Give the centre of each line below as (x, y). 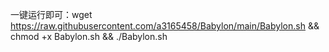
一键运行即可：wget (51, 14)
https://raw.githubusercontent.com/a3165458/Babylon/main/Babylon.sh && (165, 26)
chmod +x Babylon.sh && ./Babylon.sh (89, 36)
